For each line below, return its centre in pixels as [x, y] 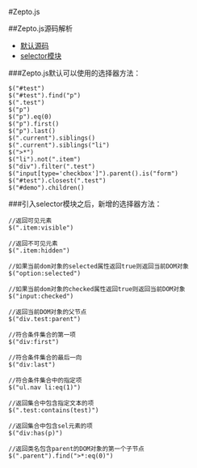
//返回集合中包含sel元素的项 [50, 426]
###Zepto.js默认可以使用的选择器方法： [75, 73]
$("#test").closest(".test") [57, 181]
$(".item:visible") [41, 228]
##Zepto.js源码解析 [40, 28]
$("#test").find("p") [45, 96]
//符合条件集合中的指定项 [45, 380]
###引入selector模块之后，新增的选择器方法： [85, 204]
